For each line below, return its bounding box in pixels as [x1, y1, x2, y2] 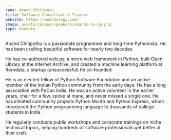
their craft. [5, 130, 28, 136]
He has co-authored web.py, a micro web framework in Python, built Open [5, 56, 163, 62]
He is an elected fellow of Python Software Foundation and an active [5, 77, 150, 83]
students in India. [5, 109, 42, 115]
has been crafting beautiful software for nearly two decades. [5, 46, 134, 52]
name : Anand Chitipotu [5, 7, 54, 13]
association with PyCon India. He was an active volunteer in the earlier [5, 87, 155, 94]
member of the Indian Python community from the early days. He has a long [5, 82, 166, 88]
